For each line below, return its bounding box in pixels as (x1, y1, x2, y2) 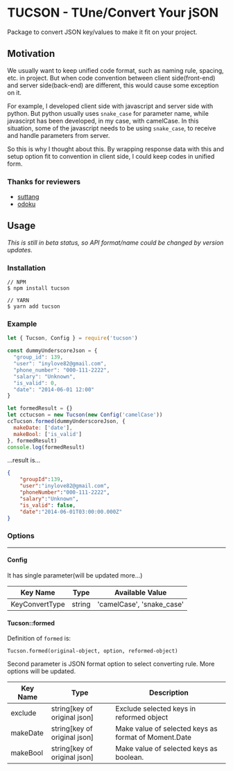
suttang (17, 193, 40, 201)
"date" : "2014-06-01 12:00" (13, 386, 95, 393)
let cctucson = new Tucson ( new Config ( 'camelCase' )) (7, 411, 163, 419)
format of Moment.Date (115, 733, 192, 743)
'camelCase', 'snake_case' (97, 599, 184, 609)
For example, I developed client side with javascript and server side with (7, 102, 214, 110)
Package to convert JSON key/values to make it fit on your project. (7, 28, 198, 36)
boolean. (115, 752, 144, 762)
